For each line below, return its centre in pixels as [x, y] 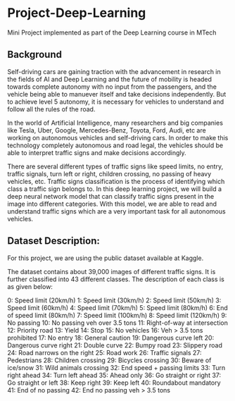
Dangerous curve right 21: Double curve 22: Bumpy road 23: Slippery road [115, 345]
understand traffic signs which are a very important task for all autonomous [117, 211]
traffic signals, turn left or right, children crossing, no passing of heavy [109, 173]
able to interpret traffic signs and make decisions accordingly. [97, 152]
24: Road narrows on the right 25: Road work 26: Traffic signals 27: [104, 352]
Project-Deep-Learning [77, 13]
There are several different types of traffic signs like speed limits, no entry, [115, 166]
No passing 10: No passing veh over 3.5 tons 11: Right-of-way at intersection [118, 323]
